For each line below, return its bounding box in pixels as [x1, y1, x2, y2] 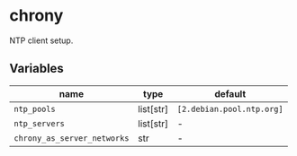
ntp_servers [13, 118, 66, 128]
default [214, 87, 247, 100]
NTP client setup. [9, 35, 74, 46]
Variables [9, 61, 65, 76]
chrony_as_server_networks [13, 133, 130, 143]
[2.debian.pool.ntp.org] [176, 104, 283, 114]
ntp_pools [13, 104, 56, 114]
